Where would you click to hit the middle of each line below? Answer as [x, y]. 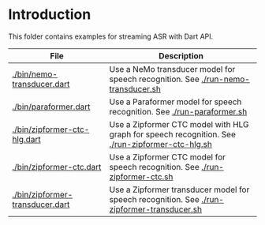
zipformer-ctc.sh [141, 177]
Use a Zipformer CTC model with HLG [179, 124]
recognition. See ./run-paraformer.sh [178, 111]
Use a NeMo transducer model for [172, 69]
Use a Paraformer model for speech [175, 102]
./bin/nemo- [35, 74]
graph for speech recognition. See [173, 134]
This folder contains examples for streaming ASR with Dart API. [111, 36]
